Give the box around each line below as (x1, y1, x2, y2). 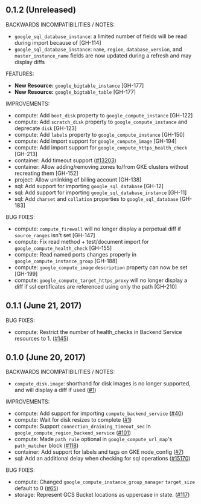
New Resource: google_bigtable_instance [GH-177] (14, 82, 144, 89)
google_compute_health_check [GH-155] (14, 244, 112, 252)
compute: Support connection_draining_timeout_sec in (14, 423, 152, 430)
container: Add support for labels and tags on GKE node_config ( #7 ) (14, 448, 184, 456)
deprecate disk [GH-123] (14, 124, 77, 132)
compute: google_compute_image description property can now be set (14, 263, 188, 271)
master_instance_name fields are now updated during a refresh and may (14, 51, 192, 59)
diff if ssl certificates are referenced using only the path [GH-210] (14, 283, 177, 290)
